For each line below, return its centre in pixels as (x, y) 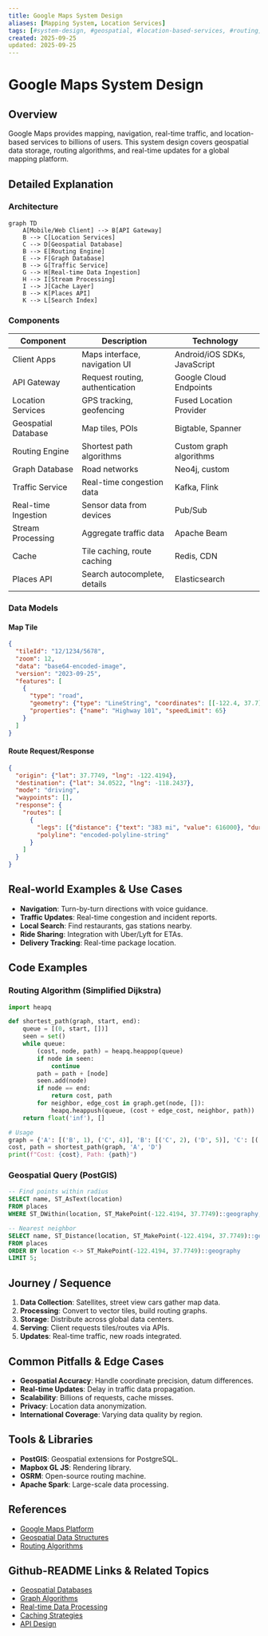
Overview (33, 114)
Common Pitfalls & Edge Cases (86, 1362)
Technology (215, 341)
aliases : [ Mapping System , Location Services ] (87, 23)
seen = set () (44, 1036)
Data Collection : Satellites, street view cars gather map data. (120, 1302)
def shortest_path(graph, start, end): (75, 1022)
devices (97, 515)
